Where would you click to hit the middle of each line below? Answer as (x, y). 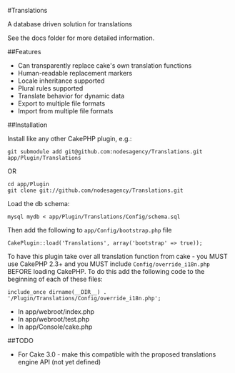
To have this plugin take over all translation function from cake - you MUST (117, 256)
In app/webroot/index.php (56, 312)
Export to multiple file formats (61, 103)
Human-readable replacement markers (75, 73)
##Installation (27, 125)
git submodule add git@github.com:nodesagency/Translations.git (105, 152)
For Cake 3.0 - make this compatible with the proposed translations (117, 354)
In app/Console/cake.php (55, 327)
